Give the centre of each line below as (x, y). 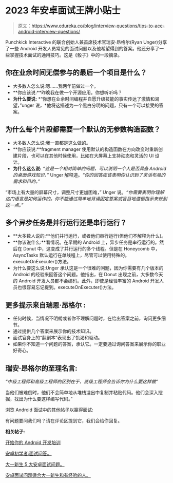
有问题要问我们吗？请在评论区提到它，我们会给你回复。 (64, 421)
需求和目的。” (26, 181)
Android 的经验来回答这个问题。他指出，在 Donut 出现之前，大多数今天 (88, 275)
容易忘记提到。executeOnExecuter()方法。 (71, 287)
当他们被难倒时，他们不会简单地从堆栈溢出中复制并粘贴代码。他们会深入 (82, 392)
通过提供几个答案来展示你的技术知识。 (53, 331)
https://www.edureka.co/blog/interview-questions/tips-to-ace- (98, 26)
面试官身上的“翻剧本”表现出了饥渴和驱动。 (57, 338)
